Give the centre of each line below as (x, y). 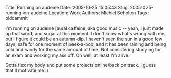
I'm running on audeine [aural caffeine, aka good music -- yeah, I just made (85, 28)
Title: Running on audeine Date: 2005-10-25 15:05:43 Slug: (67, 7)
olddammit (17, 18)
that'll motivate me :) (27, 70)
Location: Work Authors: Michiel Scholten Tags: (99, 13)
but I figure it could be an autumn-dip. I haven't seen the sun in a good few (84, 39)
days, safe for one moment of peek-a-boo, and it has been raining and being (86, 44)
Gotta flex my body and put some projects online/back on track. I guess (81, 65)
